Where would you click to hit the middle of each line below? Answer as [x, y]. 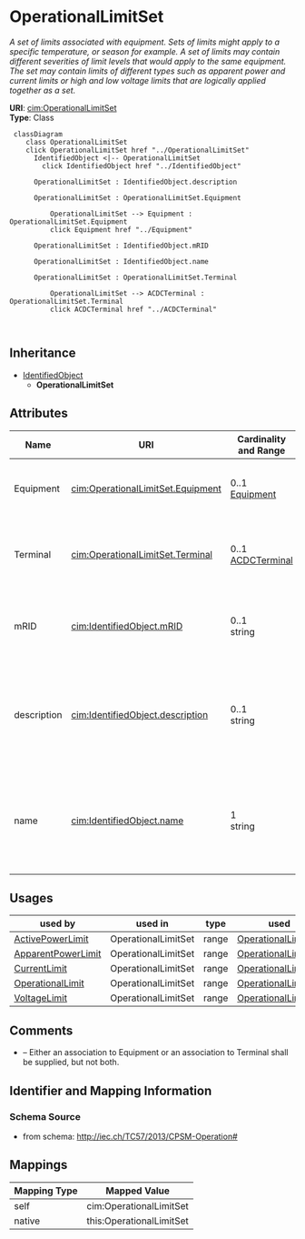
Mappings [39, 1165]
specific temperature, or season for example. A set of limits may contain [145, 51]
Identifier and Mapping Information [111, 1090]
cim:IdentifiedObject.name [128, 821]
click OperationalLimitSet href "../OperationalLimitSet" [138, 150]
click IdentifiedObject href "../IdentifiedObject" [142, 166]
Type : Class [32, 117]
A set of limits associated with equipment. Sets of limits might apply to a [144, 42]
